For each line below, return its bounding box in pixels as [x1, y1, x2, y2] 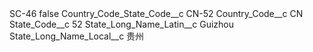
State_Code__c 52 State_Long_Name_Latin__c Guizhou [9, 18, 234, 30]
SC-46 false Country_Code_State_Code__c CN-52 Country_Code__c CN [9, 8, 304, 19]
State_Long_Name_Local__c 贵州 [9, 30, 145, 42]
